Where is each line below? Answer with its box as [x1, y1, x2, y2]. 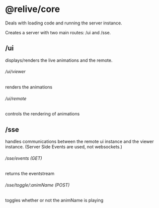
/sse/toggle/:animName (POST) [5, 182, 70, 188]
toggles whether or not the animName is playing [5, 198, 103, 204]
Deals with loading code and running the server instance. [5, 20, 123, 26]
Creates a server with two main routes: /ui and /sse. [5, 29, 111, 35]
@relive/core [5, 3, 60, 15]
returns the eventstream [5, 171, 55, 177]
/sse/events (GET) [5, 155, 42, 161]
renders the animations [5, 84, 53, 90]
